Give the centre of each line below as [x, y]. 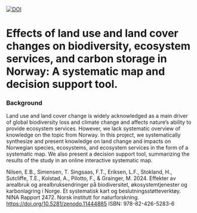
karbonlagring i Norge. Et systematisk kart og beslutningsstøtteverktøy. [93, 191]
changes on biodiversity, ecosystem [98, 46]
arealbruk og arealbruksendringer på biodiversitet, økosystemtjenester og [97, 185]
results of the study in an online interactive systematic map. [79, 160]
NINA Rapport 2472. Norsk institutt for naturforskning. [73, 197]
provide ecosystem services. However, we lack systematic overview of [93, 129]
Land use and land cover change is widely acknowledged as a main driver [97, 116]
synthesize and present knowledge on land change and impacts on [89, 141]
